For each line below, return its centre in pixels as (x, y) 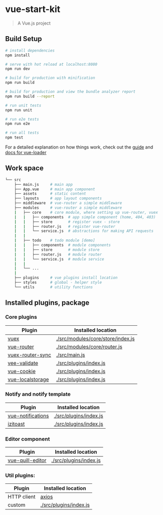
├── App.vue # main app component (55, 189)
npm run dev (18, 69)
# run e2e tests (22, 119)
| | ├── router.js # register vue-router (65, 226)
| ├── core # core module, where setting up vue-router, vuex (86, 212)
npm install (18, 55)
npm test (14, 138)
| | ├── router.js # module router (58, 254)
